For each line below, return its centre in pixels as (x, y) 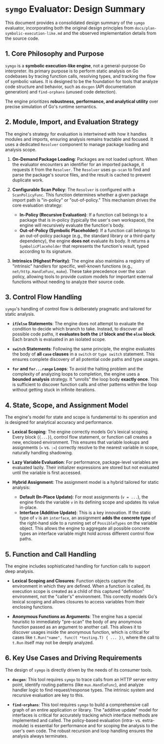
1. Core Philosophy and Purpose (55, 54)
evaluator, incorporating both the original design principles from (69, 28)
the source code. (22, 38)
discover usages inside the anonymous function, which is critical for (81, 632)
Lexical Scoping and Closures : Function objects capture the (73, 581)
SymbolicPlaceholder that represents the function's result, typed (84, 246)
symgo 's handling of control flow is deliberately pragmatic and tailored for (78, 309)
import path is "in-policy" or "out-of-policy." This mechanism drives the (84, 200)
